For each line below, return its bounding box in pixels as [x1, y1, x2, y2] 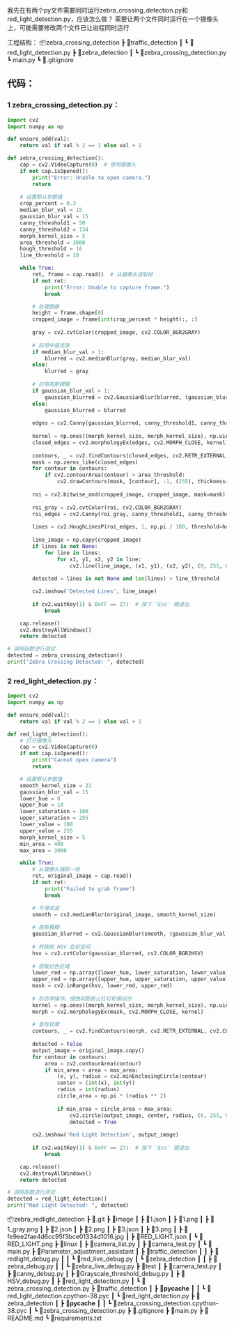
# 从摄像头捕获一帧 [32, 866, 80, 873]
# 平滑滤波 [32, 904, 60, 911]
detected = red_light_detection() [7, 1195, 108, 1203]
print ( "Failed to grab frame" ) [44, 885, 136, 893]
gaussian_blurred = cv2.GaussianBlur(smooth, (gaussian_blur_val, [32, 930, 229, 938]
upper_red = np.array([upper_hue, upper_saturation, [32, 975, 189, 983]
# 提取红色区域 [32, 963, 70, 970]
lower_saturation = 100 [19, 808, 89, 815]
